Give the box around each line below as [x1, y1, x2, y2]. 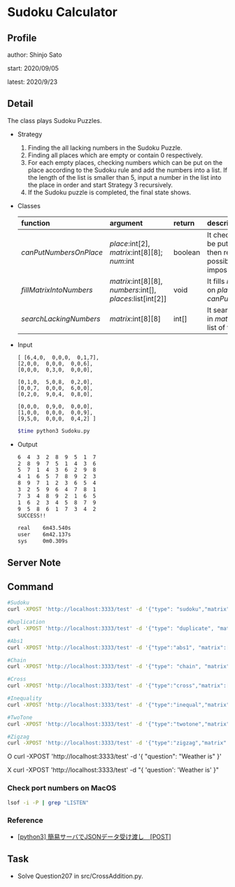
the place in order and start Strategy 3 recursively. [27, 180, 173, 189]
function [20, 218, 50, 228]
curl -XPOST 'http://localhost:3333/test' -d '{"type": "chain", [7, 663, 201, 670]
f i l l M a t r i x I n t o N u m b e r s [20, 284, 93, 294]
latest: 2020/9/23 [7, 78, 58, 86]
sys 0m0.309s [17, 538, 69, 545]
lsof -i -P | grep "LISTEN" [7, 799, 90, 806]
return [173, 218, 195, 228]
